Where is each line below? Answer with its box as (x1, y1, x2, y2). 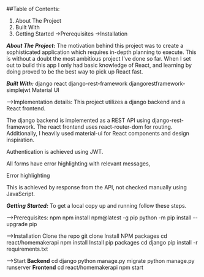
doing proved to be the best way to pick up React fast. (6, 68, 143, 75)
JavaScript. (6, 190, 36, 197)
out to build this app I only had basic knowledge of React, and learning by (6, 61, 192, 69)
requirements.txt (6, 245, 48, 252)
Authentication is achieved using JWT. (6, 148, 104, 155)
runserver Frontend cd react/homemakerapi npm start (6, 264, 144, 271)
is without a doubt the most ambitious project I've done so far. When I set (6, 55, 191, 62)
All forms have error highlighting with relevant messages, (6, 160, 151, 167)
